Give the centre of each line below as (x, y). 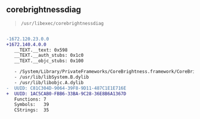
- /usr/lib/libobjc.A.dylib (49, 82)
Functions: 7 (30, 99)
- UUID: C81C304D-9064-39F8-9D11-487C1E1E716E (66, 88)
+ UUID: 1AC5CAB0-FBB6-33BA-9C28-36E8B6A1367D (66, 94)
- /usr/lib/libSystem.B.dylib (51, 77)
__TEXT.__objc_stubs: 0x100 (49, 61)
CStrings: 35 (32, 110)
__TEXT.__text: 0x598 (41, 50)
